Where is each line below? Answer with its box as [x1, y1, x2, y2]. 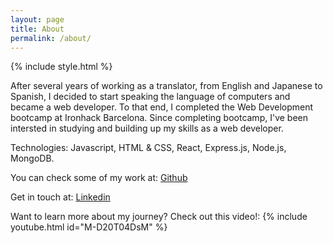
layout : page [10, 14, 65, 25]
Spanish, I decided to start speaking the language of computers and [10, 91, 291, 103]
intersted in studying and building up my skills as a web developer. [10, 122, 284, 135]
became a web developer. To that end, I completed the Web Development [10, 101, 314, 113]
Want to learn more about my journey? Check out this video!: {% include [10, 211, 308, 223]
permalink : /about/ [10, 33, 92, 43]
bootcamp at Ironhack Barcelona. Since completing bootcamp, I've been [10, 112, 308, 124]
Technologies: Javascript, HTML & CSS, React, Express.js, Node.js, [10, 142, 287, 154]
